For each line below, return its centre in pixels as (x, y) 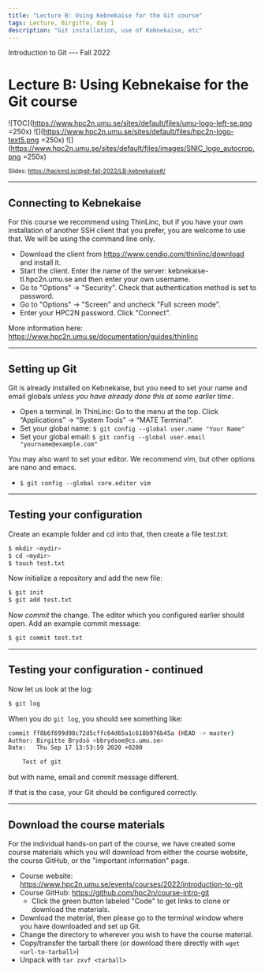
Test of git (42, 762)
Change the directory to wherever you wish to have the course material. (136, 934)
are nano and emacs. (43, 467)
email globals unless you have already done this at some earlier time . (121, 396)
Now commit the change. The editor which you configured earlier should (126, 615)
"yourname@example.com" (59, 444)
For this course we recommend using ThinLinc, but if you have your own (126, 222)
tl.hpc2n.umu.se (46, 279)
